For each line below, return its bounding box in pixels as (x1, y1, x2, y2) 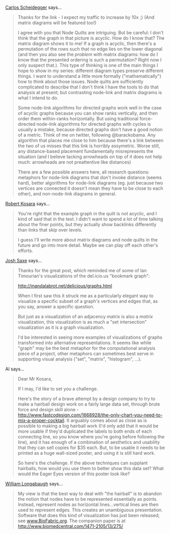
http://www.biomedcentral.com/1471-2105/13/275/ (17, 523, 123, 529)
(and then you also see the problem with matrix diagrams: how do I (17, 51, 158, 57)
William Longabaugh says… (5, 481, 63, 486)
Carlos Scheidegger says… (5, 5, 62, 10)
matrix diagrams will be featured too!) (17, 20, 97, 26)
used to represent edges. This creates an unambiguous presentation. (17, 507, 163, 513)
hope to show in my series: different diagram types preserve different (17, 68, 164, 74)
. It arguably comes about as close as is (64, 417, 147, 424)
